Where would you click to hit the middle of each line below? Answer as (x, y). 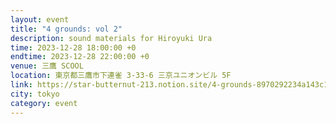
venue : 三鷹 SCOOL (47, 66)
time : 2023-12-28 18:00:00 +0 (73, 47)
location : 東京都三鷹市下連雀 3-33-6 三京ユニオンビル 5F (121, 76)
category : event (44, 103)
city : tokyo (35, 94)
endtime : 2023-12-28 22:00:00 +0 (80, 57)
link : (21, 85)
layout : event (40, 19)
